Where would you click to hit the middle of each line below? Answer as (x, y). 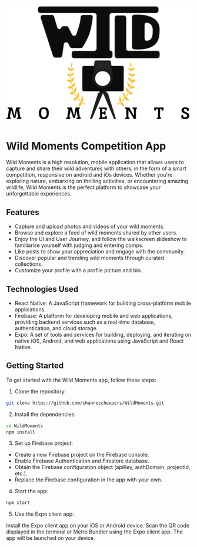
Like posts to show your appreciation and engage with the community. (100, 252)
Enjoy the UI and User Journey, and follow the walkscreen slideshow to (101, 239)
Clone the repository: (40, 391)
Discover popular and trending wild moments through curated (89, 258)
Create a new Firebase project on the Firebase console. (82, 455)
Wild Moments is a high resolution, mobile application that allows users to (95, 162)
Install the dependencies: (45, 414)
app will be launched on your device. (51, 538)
